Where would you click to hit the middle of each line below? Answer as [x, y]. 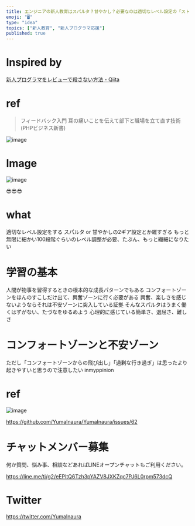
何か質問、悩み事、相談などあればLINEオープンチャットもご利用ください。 [96, 464]
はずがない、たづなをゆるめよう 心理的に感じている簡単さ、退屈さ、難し [99, 311]
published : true [26, 33]
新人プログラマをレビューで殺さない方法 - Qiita [63, 79]
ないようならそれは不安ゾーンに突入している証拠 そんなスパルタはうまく [94, 304]
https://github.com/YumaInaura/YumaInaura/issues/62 [72, 421]
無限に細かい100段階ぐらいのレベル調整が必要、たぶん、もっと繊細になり [95, 239]
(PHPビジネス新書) [43, 128]
